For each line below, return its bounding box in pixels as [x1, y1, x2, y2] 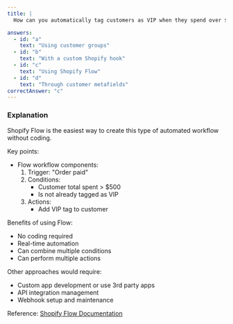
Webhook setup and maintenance [17, 295, 114, 304]
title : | [7, 10, 33, 17]
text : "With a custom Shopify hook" [19, 55, 126, 63]
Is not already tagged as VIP [37, 190, 119, 198]
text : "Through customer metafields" [19, 81, 129, 88]
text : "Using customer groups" [19, 42, 110, 49]
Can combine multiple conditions [17, 246, 112, 254]
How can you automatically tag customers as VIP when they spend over [13, 17, 222, 24]
